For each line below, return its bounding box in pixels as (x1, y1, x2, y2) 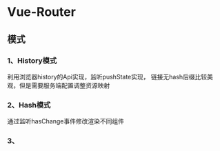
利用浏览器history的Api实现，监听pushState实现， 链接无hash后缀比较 (7, 72, 208, 81)
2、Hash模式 (7, 100, 51, 110)
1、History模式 (7, 56, 57, 66)
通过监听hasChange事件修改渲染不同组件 (7, 117, 124, 125)
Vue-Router (7, 4, 76, 20)
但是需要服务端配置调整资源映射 (19, 81, 110, 90)
